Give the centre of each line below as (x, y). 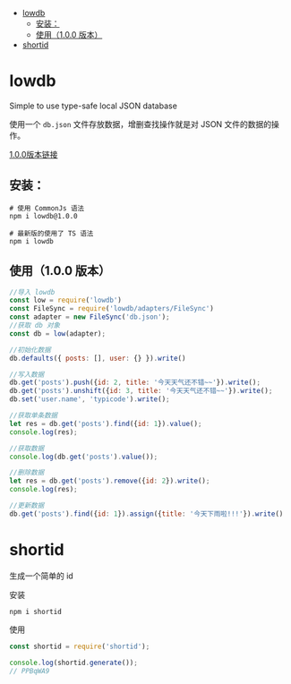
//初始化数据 (30, 350)
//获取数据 (27, 448)
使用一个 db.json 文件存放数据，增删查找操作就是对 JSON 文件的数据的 (141, 124)
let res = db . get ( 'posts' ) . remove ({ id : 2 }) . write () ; (110, 481)
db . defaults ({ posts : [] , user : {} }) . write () (98, 358)
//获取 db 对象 (35, 326)
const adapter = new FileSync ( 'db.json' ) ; (90, 317)
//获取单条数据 (34, 415)
